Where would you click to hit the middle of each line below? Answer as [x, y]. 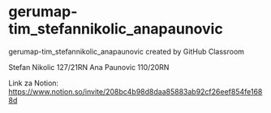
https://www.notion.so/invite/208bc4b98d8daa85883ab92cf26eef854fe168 [135, 91]
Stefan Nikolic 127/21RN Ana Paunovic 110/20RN [89, 67]
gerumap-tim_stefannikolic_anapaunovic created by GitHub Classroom [127, 51]
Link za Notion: [34, 83]
